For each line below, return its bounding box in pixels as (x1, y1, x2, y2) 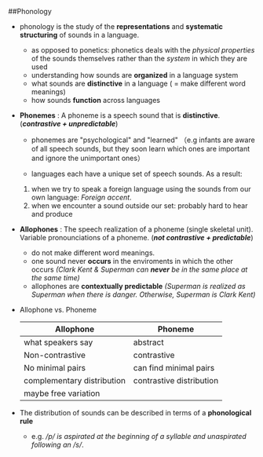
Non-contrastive (23, 349, 86, 360)
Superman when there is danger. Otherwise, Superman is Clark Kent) (31, 290, 256, 299)
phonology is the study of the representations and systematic (19, 22, 224, 31)
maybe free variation (23, 388, 100, 399)
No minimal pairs (23, 363, 86, 373)
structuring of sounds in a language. (19, 31, 140, 39)
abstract (133, 337, 164, 348)
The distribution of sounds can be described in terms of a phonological (19, 408, 252, 417)
